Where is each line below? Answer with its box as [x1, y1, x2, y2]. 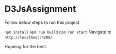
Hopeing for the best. [4, 43, 47, 49]
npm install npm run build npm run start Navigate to [4, 29, 112, 35]
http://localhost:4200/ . [4, 34, 54, 40]
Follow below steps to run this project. [4, 19, 81, 25]
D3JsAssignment [4, 3, 76, 15]
